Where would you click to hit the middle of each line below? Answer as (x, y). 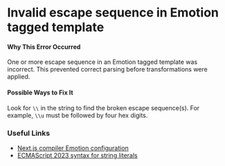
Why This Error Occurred (44, 47)
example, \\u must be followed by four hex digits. (78, 115)
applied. (19, 76)
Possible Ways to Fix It (40, 92)
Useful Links (29, 133)
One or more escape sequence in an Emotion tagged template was (102, 62)
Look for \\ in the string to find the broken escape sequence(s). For (103, 107)
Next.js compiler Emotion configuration (73, 148)
